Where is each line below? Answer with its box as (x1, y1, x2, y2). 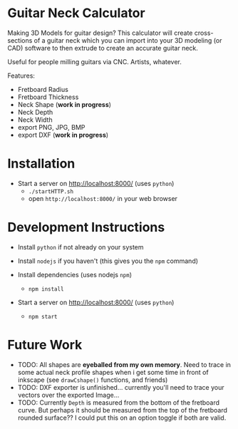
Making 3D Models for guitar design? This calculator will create (7, 29, 193, 37)
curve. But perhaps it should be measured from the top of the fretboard (17, 405, 228, 414)
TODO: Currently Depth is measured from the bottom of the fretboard (17, 398, 219, 407)
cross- (194, 29, 214, 37)
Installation (7, 155, 76, 172)
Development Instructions (7, 219, 165, 236)
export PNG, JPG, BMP (17, 123, 86, 131)
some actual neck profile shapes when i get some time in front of (17, 368, 209, 376)
